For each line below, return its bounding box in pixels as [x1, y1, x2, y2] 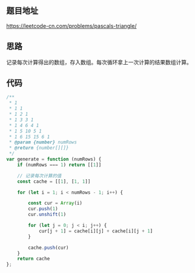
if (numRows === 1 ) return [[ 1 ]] [17, 162, 102, 168]
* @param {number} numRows [8, 139, 78, 145]
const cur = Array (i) [28, 200, 83, 206]
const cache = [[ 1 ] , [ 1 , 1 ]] [17, 178, 91, 185]
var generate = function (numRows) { [6, 156, 102, 162]
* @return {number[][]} [8, 145, 69, 151]
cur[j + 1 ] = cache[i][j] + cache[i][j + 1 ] [38, 228, 153, 234]
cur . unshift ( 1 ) [28, 211, 67, 218]
